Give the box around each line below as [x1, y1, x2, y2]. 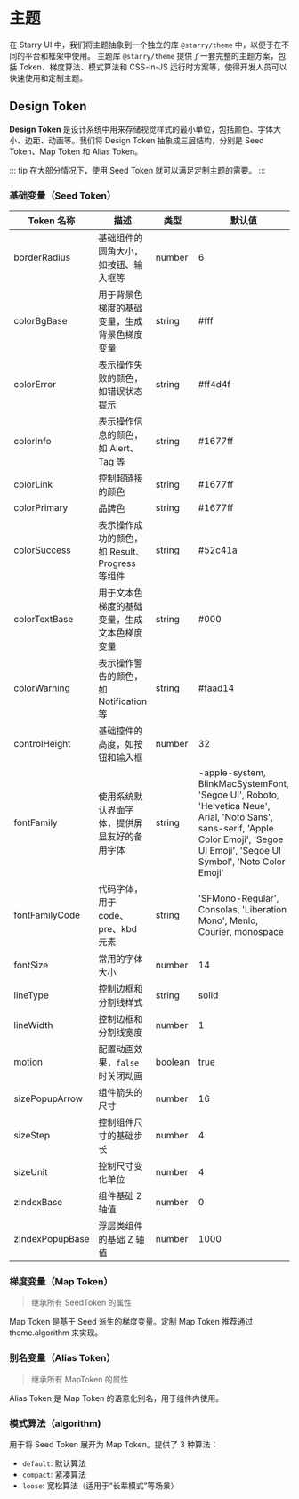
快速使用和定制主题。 [9, 72, 87, 83]
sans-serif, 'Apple [198, 822, 274, 835]
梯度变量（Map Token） [9, 1275, 113, 1287]
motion [13, 1056, 43, 1068]
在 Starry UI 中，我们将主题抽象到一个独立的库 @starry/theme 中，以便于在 [9, 39, 282, 50]
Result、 [109, 546, 145, 558]
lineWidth [13, 1019, 53, 1032]
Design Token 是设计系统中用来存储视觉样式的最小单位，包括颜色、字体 [9, 124, 274, 134]
